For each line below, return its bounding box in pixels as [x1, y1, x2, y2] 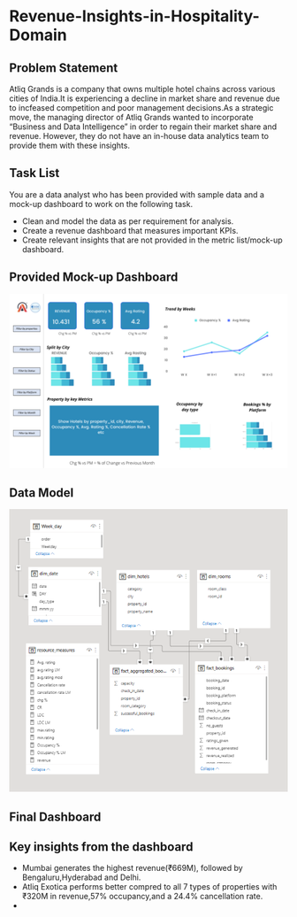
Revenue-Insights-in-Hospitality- [9, 6, 261, 27]
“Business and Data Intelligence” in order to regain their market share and [9, 121, 277, 132]
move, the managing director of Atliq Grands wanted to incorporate [9, 112, 254, 122]
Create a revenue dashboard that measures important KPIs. [21, 225, 239, 235]
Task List [9, 166, 60, 181]
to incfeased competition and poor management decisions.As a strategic [9, 103, 274, 112]
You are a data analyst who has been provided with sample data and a [9, 189, 265, 200]
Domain [9, 25, 68, 45]
